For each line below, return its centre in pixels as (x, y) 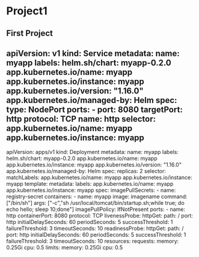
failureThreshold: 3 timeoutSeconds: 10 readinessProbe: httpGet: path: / (95, 228)
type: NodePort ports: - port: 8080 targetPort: (95, 109)
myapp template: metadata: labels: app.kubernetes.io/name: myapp (90, 184)
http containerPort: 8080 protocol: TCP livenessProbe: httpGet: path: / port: (100, 216)
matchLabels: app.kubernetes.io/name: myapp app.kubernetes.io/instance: (99, 177)
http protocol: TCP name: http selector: (81, 119)
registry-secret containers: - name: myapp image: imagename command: (97, 196)
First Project (29, 33)
